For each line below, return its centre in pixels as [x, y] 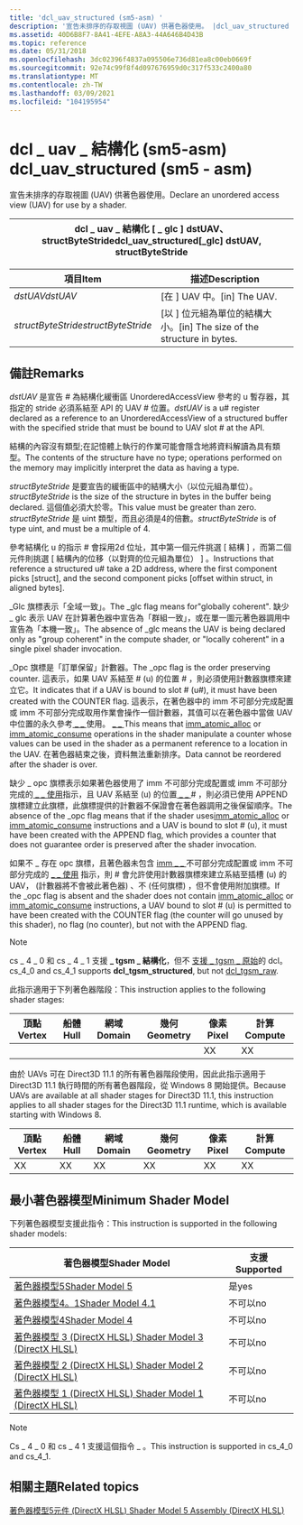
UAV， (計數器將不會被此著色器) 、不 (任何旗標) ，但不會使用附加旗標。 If [145, 886]
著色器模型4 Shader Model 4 [73, 1320]
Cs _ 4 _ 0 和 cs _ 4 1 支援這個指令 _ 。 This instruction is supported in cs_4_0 [151, 1446]
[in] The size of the [219, 328]
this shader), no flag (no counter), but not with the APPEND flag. [129, 925]
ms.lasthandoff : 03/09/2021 [62, 93]
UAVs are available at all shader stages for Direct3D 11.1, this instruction [142, 1095]
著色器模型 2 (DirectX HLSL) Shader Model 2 [109, 1365]
